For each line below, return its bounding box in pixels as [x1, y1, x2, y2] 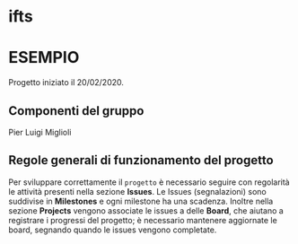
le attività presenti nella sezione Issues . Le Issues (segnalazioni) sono [8, 186, 267, 196]
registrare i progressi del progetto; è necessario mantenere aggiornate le [8, 214, 277, 225]
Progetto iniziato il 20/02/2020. [8, 77, 125, 88]
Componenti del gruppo [8, 103, 145, 118]
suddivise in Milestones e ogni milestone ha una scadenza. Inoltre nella [8, 196, 274, 206]
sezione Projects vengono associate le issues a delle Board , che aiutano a [8, 205, 284, 216]
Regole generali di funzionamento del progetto [8, 152, 275, 168]
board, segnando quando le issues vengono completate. [8, 224, 217, 235]
